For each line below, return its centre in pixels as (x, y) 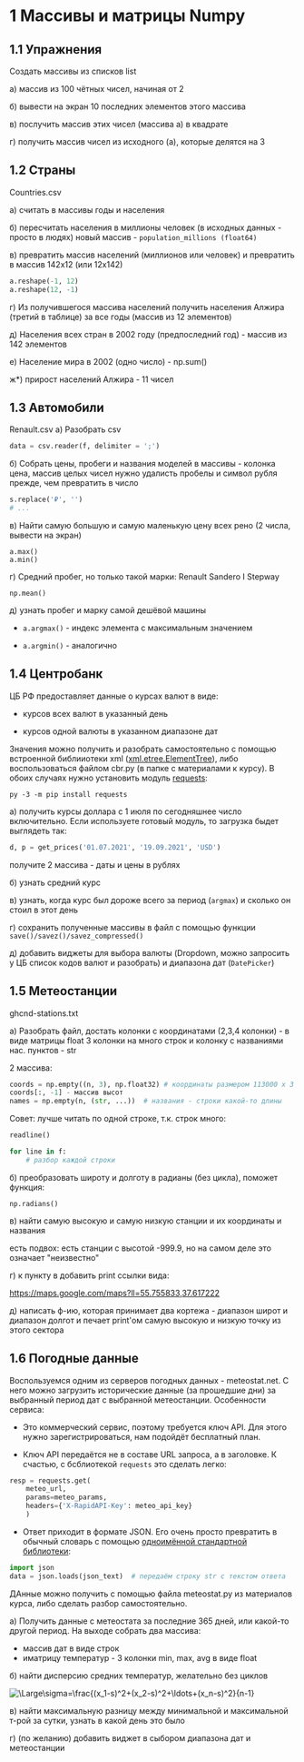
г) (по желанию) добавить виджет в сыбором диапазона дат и (130, 1737)
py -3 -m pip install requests (69, 794)
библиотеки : (46, 1551)
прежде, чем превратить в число (74, 483)
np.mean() (28, 593)
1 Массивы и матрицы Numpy (127, 16)
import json (32, 1567)
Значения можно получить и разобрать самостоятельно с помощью (143, 749)
